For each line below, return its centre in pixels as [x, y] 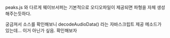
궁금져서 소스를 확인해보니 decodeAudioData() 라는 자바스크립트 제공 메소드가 [83, 24]
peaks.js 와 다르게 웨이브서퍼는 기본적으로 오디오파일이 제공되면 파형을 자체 [81, 7]
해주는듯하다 [18, 13]
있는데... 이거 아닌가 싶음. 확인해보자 [41, 30]
